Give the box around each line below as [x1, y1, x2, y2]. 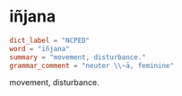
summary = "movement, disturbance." [9, 52, 146, 62]
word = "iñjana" [9, 44, 70, 53]
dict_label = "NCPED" [9, 36, 91, 45]
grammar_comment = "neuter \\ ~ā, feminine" [9, 61, 175, 70]
